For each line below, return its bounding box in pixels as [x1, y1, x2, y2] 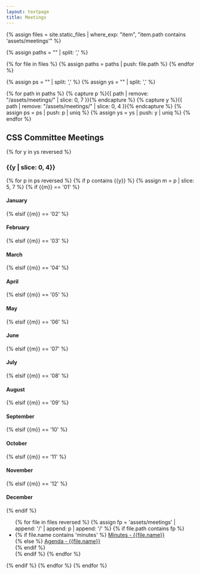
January [6, 197, 28, 204]
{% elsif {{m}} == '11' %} [6, 453, 67, 460]
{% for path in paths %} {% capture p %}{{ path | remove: [6, 90, 149, 97]
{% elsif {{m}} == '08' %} [6, 372, 69, 380]
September [6, 413, 35, 420]
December [6, 494, 33, 501]
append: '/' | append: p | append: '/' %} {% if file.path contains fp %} [14, 525, 185, 532]
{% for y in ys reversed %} [6, 148, 72, 155]
